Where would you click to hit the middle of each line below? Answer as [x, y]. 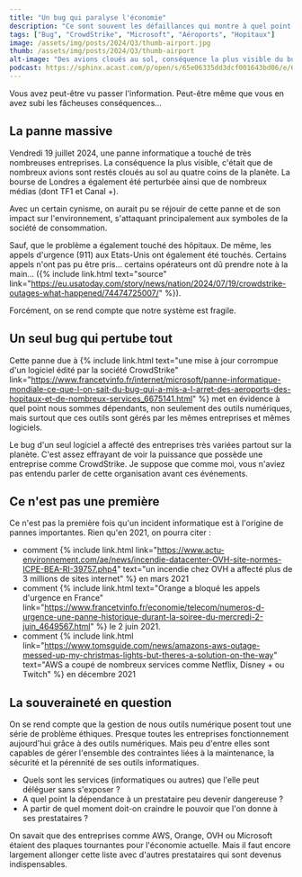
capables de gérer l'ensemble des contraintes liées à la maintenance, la [142, 753]
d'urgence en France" [63, 598]
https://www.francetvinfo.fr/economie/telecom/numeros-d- [155, 607]
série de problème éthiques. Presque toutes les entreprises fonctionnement [149, 734]
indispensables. [38, 864]
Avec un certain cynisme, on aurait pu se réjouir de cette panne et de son [145, 209]
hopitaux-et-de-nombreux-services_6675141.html [101, 398]
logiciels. [26, 427]
